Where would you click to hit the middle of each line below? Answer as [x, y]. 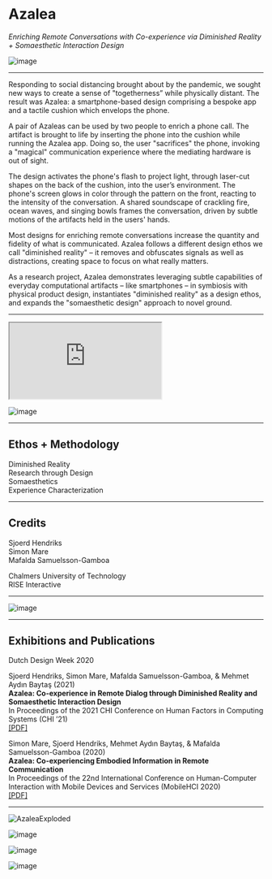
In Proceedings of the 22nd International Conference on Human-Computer [133, 778]
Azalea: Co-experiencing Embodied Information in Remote [108, 761]
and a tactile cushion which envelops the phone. [89, 110]
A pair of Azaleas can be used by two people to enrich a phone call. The [129, 126]
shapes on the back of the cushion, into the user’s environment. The [122, 184]
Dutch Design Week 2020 [51, 660]
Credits [28, 524]
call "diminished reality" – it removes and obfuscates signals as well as [126, 252]
